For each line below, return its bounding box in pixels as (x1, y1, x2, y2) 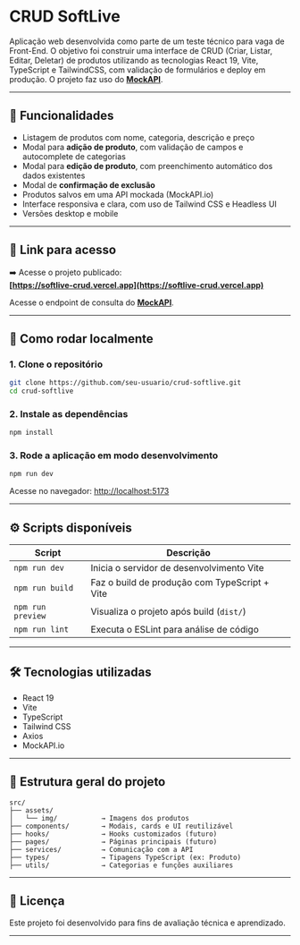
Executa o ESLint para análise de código (90, 624, 259, 636)
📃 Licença (9, 893, 65, 909)
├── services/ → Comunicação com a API (9, 845, 194, 854)
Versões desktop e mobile (21, 208, 119, 218)
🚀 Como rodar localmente (9, 331, 154, 346)
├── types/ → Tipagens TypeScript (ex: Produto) (9, 853, 242, 862)
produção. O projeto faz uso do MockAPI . (9, 73, 163, 84)
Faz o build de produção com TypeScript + (90, 576, 270, 589)
